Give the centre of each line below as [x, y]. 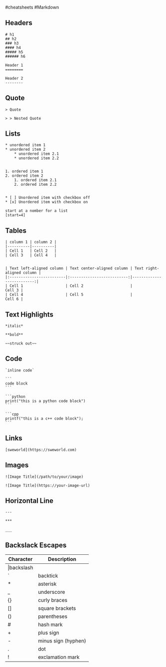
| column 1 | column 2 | [31, 242]
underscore [52, 592]
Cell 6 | [14, 299]
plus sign [49, 633]
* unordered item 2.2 [36, 158]
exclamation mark [59, 657]
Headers [19, 23]
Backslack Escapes [36, 545]
